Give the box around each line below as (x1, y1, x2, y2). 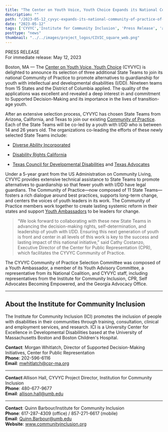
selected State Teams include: (5, 132, 67, 138)
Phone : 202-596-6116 (5, 355, 51, 361)
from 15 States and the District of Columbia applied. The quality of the (5, 85, 149, 91)
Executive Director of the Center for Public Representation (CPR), (17, 244, 152, 250)
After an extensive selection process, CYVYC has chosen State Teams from (5, 111, 161, 117)
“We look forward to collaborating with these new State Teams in (17, 218, 151, 224)
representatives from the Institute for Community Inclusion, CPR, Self (5, 275, 147, 281)
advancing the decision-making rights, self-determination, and (17, 223, 146, 229)
